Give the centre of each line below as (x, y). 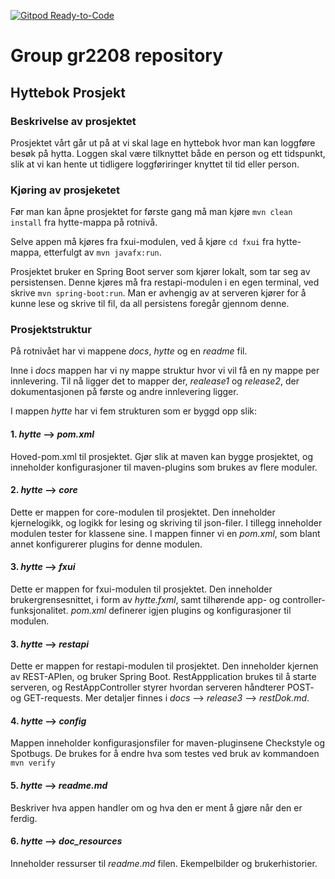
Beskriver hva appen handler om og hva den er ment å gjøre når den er (156, 807)
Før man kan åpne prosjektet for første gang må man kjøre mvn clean (151, 212)
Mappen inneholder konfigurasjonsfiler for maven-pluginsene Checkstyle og (168, 743)
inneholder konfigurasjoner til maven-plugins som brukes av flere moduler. (164, 467)
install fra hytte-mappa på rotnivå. (84, 222)
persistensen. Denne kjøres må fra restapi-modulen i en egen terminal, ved (165, 282)
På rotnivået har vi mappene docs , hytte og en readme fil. (129, 351)
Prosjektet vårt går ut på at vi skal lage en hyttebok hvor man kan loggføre (163, 142)
